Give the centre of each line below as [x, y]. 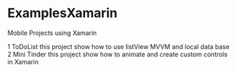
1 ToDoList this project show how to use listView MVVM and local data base [118, 46]
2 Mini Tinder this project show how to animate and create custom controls [117, 54]
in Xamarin [23, 61]
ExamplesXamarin [62, 13]
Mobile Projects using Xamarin [52, 33]
